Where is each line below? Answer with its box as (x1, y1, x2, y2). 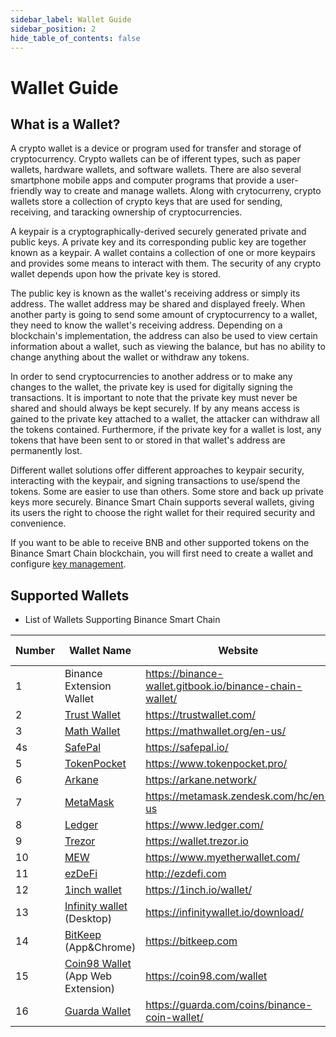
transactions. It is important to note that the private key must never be (10, 392, 298, 404)
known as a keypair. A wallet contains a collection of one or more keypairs (10, 247, 316, 259)
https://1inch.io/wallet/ (145, 883, 253, 897)
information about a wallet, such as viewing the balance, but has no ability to (10, 341, 326, 353)
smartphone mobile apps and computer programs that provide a (10, 174, 275, 186)
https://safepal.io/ (145, 741, 229, 755)
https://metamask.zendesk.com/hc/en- (145, 789, 332, 803)
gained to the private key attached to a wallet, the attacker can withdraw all (10, 413, 320, 425)
